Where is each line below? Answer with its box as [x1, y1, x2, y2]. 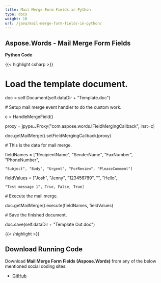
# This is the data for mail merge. [5, 142, 72, 148]
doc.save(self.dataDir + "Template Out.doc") [5, 221, 95, 227]
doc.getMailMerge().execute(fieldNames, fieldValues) [5, 203, 114, 208]
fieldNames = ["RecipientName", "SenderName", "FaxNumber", [5, 152, 133, 157]
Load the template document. [5, 79, 128, 90]
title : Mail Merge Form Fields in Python [5, 7, 91, 12]
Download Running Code [5, 245, 83, 254]
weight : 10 [5, 16, 27, 21]
